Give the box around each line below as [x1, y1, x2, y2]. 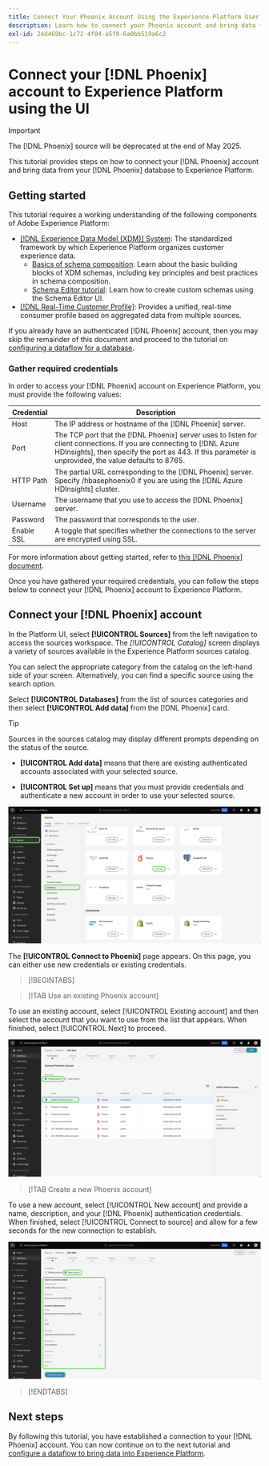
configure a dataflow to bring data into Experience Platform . [8, 1448, 206, 1458]
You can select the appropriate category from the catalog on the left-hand [8, 662, 253, 671]
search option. [8, 679, 56, 688]
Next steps [8, 1410, 64, 1424]
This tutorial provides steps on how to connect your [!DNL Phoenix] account [8, 157, 259, 167]
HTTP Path [11, 475, 48, 485]
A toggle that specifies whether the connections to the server [54, 526, 256, 536]
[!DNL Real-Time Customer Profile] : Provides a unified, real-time [19, 302, 232, 312]
